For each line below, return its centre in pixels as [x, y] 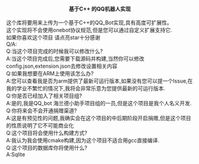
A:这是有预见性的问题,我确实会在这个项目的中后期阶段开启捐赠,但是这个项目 [99, 118]
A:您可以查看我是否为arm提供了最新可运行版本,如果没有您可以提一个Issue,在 [99, 81]
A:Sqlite [16, 154]
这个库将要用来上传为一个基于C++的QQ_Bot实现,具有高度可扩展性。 [89, 23]
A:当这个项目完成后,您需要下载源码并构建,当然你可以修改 [75, 59]
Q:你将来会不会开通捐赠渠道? [42, 111]
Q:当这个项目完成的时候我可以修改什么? [54, 51]
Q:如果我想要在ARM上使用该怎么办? [50, 73]
